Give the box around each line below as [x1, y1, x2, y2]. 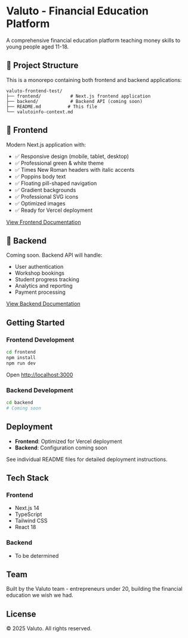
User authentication [14, 263, 64, 271]
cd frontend [6, 349, 36, 356]
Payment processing [14, 288, 66, 296]
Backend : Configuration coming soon [14, 444, 107, 451]
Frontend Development [6, 335, 75, 344]
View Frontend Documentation [6, 218, 81, 226]
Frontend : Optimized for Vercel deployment [14, 438, 122, 445]
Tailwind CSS [14, 517, 48, 524]
